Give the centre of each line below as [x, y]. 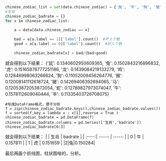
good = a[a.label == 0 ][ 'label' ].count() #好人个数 [68, 44]
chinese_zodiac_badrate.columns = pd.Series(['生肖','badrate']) [73, 122]
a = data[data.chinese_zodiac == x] [52, 30]
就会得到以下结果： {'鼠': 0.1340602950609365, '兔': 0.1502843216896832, [83, 63]
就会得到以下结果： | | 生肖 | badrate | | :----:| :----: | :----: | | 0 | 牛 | [75, 136]
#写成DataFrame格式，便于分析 [33, 104]
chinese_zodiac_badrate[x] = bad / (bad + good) [61, 53]
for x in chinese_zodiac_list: [37, 21]
